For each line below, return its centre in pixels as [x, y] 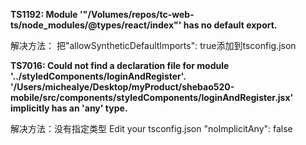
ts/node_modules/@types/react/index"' [96, 25]
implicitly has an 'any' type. [69, 108]
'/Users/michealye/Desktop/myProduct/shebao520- [122, 87]
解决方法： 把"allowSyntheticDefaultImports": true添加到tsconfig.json [153, 45]
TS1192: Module [44, 14]
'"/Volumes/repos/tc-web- [137, 14]
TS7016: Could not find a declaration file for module [120, 65]
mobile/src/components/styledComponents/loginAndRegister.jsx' [152, 97]
